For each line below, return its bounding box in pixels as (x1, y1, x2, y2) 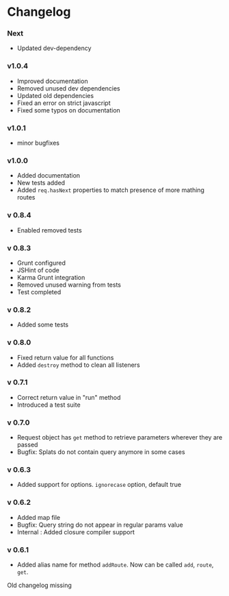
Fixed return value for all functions (16, 353, 114, 361)
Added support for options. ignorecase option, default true (16, 481, 182, 489)
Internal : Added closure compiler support (16, 527, 135, 536)
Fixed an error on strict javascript (16, 99, 111, 107)
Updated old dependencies (16, 91, 94, 99)
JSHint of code (16, 265, 59, 274)
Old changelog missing (7, 581, 72, 590)
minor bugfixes (16, 139, 60, 147)
